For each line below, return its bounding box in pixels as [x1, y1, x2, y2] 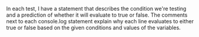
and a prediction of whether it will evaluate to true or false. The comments [6, 11, 188, 18]
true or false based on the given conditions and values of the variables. [6, 24, 181, 31]
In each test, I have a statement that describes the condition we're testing [6, 5, 186, 12]
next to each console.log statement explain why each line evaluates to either [6, 18, 194, 24]
